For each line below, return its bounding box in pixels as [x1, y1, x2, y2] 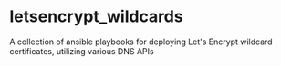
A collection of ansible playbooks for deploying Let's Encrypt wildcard [9, 36, 273, 47]
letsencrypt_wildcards [9, 6, 184, 27]
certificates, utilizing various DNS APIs [9, 45, 154, 56]
